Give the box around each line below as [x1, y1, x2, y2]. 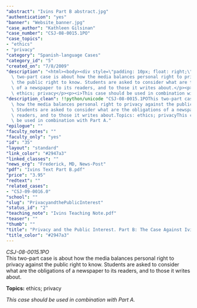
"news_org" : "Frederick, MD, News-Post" [6, 161, 107, 167]
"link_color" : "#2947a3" [6, 150, 67, 156]
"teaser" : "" [6, 216, 38, 222]
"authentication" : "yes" [6, 14, 67, 20]
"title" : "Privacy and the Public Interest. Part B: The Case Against [6, 226, 182, 232]
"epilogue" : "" [6, 123, 43, 129]
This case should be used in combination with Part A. [6, 296, 135, 303]
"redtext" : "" [6, 178, 41, 184]
